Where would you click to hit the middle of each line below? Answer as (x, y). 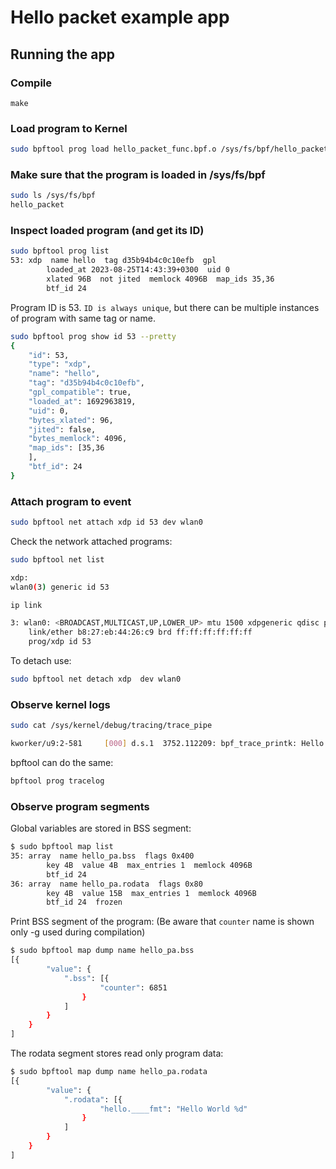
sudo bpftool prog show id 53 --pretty (93, 336)
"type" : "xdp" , (60, 364)
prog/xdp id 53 (60, 642)
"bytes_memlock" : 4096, (78, 439)
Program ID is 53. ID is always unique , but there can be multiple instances (165, 307)
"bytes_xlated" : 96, (71, 420)
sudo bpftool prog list (60, 251)
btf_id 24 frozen (84, 902)
